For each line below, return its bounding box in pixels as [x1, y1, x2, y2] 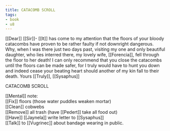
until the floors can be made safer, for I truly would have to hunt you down [5, 62, 160, 69]
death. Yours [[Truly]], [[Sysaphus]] [5, 73, 80, 79]
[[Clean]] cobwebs [5, 104, 45, 110]
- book [5, 17, 19, 22]
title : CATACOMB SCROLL [5, 7, 56, 13]
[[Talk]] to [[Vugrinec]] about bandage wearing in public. [5, 120, 124, 126]
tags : [5, 12, 17, 17]
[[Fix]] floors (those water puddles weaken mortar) [5, 99, 112, 105]
